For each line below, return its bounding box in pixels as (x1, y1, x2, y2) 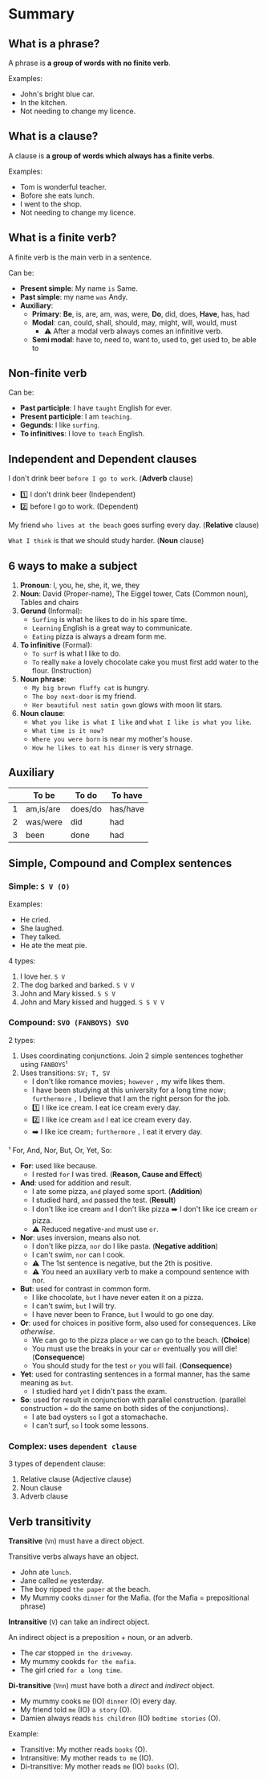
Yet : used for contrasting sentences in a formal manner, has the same (19, 1369, 251, 1379)
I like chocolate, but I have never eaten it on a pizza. (31, 1292, 204, 1302)
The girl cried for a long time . (19, 1665, 123, 1675)
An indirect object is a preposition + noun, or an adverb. (8, 1632, 193, 1642)
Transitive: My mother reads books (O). (19, 1744, 148, 1754)
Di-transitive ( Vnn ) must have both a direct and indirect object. (8, 1680, 215, 1690)
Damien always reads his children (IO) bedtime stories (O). (19, 1713, 221, 1723)
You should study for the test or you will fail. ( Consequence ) (31, 1360, 233, 1370)
